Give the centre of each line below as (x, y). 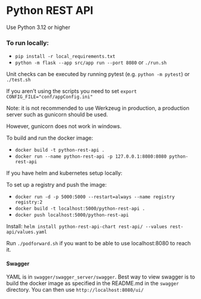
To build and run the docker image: (50, 138)
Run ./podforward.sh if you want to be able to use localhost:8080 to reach (99, 243)
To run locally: (28, 43)
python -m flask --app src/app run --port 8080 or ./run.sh (91, 63)
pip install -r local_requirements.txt (65, 57)
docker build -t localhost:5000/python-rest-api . (80, 209)
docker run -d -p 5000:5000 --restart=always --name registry (95, 197)
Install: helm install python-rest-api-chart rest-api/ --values (87, 227)
